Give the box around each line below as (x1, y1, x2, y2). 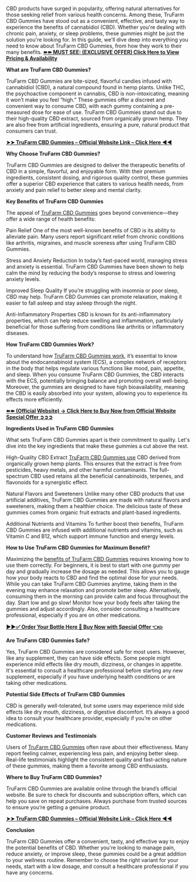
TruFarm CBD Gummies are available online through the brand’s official (6, 785, 177, 792)
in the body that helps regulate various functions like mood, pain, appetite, (6, 365, 185, 371)
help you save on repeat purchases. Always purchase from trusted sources (6, 797, 187, 805)
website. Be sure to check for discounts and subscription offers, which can (6, 792, 187, 798)
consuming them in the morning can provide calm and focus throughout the (6, 593, 188, 600)
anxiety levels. (6, 276, 41, 282)
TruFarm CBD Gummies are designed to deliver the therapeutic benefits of (6, 161, 185, 168)
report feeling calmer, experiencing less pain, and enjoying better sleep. (6, 750, 180, 756)
